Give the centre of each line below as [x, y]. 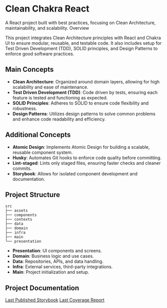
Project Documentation [42, 288]
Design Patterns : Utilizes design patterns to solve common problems [84, 114]
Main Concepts [30, 70]
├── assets [17, 211]
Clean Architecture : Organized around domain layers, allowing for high [86, 81]
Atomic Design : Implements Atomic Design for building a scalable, [81, 147]
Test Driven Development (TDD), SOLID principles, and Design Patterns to [81, 48]
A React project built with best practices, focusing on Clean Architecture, [80, 23]
